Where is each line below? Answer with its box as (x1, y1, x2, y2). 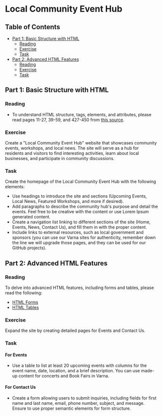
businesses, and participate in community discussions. (5, 155, 115, 161)
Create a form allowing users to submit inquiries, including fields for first (12, 395, 157, 401)
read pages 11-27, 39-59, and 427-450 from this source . (12, 117, 125, 123)
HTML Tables (12, 304, 39, 310)
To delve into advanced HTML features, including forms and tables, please (5, 285, 154, 290)
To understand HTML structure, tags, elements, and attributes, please (12, 111, 152, 117)
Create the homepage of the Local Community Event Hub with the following (5, 179, 156, 184)
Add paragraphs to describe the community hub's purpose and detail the (12, 203, 158, 210)
